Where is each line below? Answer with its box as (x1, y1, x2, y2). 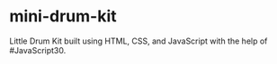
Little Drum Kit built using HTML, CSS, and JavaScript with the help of (9, 36, 268, 46)
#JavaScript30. (9, 44, 67, 55)
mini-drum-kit (9, 6, 117, 27)
